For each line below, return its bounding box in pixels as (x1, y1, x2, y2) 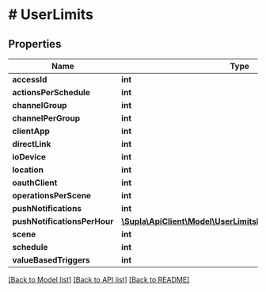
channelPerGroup (12, 113, 81, 124)
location (12, 164, 44, 175)
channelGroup (12, 100, 67, 110)
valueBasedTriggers (12, 255, 90, 265)
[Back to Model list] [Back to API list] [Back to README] (8, 275, 190, 284)
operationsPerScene (12, 190, 92, 201)
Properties (8, 37, 62, 51)
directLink (12, 139, 51, 149)
